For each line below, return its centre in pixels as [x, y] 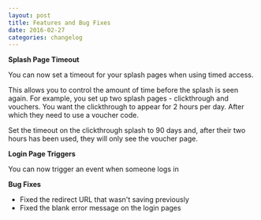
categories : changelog [45, 37]
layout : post [30, 15]
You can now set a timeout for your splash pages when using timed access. [131, 75]
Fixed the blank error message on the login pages [100, 208]
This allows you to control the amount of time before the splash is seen [123, 90]
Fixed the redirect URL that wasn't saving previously [104, 200]
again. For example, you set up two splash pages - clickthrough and [118, 98]
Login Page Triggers [42, 154]
